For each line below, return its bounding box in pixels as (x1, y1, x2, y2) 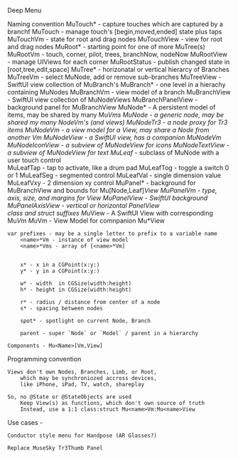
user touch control (7, 156, 62, 164)
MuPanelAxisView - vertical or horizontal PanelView (7, 201, 160, 209)
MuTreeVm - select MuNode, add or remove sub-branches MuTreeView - (7, 73, 222, 81)
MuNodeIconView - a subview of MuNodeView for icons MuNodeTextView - (7, 141, 229, 149)
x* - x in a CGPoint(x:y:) (20, 261, 100, 268)
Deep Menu (7, 6, 42, 14)
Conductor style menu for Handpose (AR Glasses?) (7, 432, 158, 439)
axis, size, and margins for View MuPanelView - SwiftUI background (7, 194, 208, 202)
